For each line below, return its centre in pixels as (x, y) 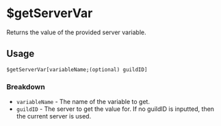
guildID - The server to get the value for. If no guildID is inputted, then (115, 109)
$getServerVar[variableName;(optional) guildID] (77, 70)
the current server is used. (54, 116)
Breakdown (26, 86)
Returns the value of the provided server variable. (76, 32)
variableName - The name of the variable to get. (83, 102)
